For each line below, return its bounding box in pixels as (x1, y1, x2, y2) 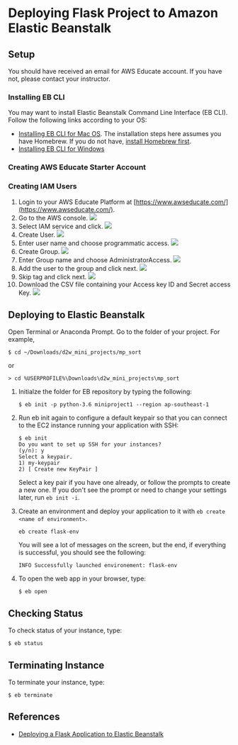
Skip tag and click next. (18, 272, 87, 281)
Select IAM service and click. (18, 222, 103, 230)
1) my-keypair (18, 459, 60, 467)
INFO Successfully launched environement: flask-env (18, 562, 178, 569)
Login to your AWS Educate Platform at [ (18, 197, 137, 206)
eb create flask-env (18, 528, 79, 536)
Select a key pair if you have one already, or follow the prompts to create (18, 478, 231, 487)
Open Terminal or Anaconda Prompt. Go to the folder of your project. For (8, 327, 220, 336)
